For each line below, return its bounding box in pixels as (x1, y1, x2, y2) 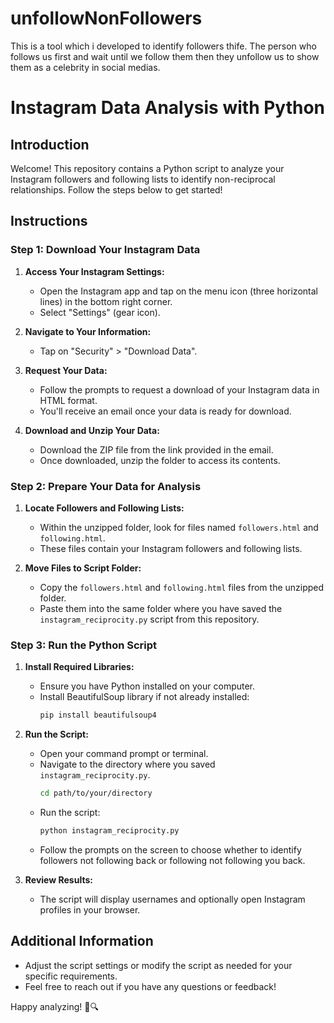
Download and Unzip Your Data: (24, 424, 160, 436)
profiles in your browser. (39, 903, 141, 916)
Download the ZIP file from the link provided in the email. (39, 443, 274, 456)
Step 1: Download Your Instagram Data (10, 243, 201, 257)
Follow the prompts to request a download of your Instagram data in (39, 383, 320, 396)
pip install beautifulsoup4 (39, 710, 157, 721)
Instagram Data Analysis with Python (10, 97, 326, 119)
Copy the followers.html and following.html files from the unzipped (39, 581, 325, 593)
